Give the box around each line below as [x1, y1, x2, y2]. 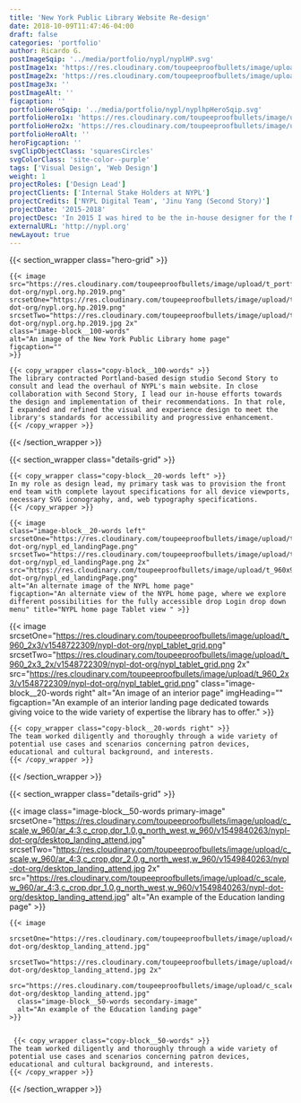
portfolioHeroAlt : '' [9, 130, 90, 139]
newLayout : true [9, 230, 70, 239]
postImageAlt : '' [9, 88, 74, 97]
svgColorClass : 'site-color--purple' [9, 154, 150, 164]
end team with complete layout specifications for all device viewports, [9, 487, 291, 496]
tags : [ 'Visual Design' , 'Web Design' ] [9, 163, 159, 172]
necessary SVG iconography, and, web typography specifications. [9, 495, 258, 504]
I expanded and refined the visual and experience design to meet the [9, 406, 279, 415]
